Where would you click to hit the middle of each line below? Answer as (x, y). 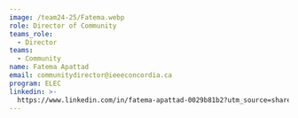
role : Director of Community (63, 26)
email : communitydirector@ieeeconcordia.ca (91, 75)
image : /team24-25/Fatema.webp (67, 17)
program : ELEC (35, 83)
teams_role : (31, 34)
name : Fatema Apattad (49, 67)
